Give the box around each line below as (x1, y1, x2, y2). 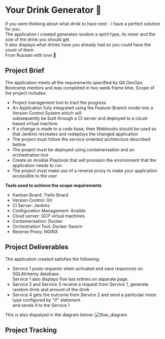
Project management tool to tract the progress (12, 100, 106, 105)
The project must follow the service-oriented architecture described (12, 136, 151, 142)
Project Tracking (5, 326, 57, 334)
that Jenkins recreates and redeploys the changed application (12, 131, 138, 137)
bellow (12, 141, 26, 147)
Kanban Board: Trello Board (12, 192, 68, 198)
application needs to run (12, 162, 62, 168)
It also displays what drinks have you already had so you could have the (5, 41, 151, 47)
